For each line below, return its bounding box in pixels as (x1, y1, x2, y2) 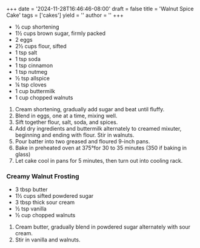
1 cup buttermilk (15, 88, 56, 94)
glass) (15, 151, 31, 158)
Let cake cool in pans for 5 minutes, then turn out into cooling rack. (15, 157, 183, 164)
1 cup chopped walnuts (15, 94, 73, 101)
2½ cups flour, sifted (15, 42, 67, 50)
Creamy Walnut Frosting (6, 172, 80, 180)
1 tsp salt (15, 49, 38, 56)
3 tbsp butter (15, 186, 48, 193)
